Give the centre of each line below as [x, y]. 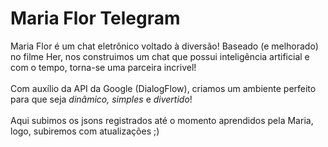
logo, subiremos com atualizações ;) [85, 131]
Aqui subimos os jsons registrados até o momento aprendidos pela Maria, [162, 120]
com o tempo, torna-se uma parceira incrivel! [103, 67]
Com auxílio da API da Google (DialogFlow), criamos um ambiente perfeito [163, 88]
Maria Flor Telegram [95, 18]
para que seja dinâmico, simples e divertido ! [101, 99]
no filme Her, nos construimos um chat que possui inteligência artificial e [160, 56]
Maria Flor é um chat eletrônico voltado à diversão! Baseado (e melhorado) [164, 46]
